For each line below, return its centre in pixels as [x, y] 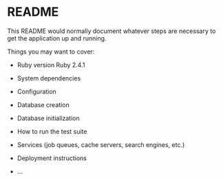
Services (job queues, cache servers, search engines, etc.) [101, 144]
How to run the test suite [52, 131]
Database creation [43, 104]
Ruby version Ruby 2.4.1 [51, 65]
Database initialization [49, 118]
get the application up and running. [57, 38]
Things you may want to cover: [51, 52]
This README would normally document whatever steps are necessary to [111, 31]
